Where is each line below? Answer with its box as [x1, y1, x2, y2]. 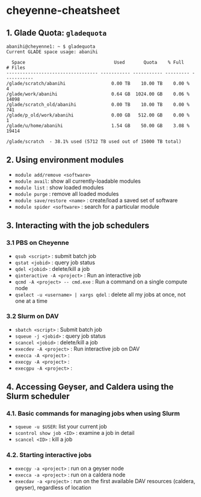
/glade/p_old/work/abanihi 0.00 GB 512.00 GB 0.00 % [6, 112, 190, 118]
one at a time [14, 297, 48, 305]
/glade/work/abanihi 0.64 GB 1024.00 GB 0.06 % [6, 91, 190, 97]
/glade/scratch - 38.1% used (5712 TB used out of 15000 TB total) [6, 139, 182, 145]
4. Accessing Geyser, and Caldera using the [6, 382, 174, 392]
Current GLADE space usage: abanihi [6, 49, 98, 55]
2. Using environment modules [6, 155, 124, 165]
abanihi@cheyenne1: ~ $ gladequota [6, 43, 96, 49]
